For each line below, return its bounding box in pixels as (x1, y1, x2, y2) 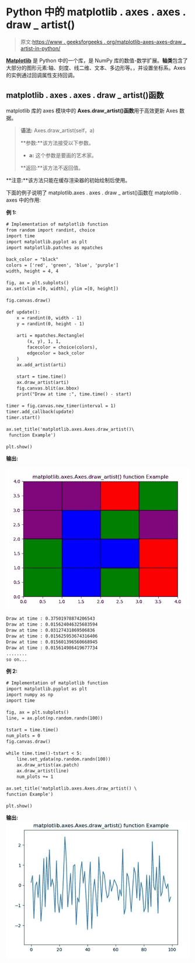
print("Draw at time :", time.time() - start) (16, 391, 132, 397)
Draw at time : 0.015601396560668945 (6, 639, 98, 645)
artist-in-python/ (20, 45, 61, 52)
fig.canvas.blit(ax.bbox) (16, 385, 80, 391)
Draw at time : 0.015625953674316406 (6, 633, 98, 639)
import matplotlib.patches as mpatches (6, 244, 103, 251)
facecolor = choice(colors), (27, 344, 98, 350)
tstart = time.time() (6, 727, 59, 733)
